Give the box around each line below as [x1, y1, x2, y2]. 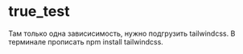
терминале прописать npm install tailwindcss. [8, 37, 163, 46]
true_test [8, 2, 70, 21]
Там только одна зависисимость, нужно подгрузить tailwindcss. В [8, 29, 236, 38]
